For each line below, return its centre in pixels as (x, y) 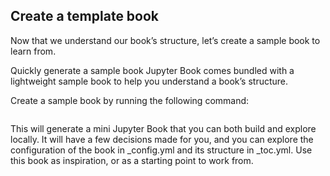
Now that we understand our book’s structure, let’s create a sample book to (165, 40)
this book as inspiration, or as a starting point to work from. (132, 160)
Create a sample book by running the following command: (130, 100)
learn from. (33, 51)
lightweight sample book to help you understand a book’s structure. (149, 81)
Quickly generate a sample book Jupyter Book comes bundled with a (152, 70)
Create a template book (85, 16)
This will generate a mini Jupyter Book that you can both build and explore (163, 128)
